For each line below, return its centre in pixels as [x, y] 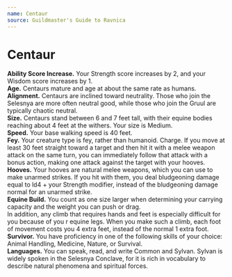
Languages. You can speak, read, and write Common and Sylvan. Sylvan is [115, 251]
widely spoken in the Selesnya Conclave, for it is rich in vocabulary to [107, 259]
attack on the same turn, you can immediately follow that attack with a [108, 155]
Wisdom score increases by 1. [50, 81]
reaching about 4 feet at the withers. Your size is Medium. [90, 125]
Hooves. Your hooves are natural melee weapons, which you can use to [110, 170]
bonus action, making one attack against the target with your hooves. [106, 163]
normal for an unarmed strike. [50, 192]
